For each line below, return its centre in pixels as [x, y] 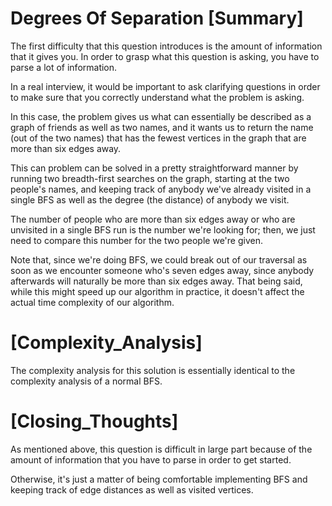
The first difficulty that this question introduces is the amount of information [166, 46]
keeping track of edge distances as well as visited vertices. [132, 489]
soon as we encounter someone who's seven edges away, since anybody [162, 270]
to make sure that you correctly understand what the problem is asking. [157, 97]
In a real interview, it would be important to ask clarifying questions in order [165, 86]
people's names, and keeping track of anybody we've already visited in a [161, 189]
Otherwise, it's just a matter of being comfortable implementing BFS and [159, 479]
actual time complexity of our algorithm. [92, 302]
